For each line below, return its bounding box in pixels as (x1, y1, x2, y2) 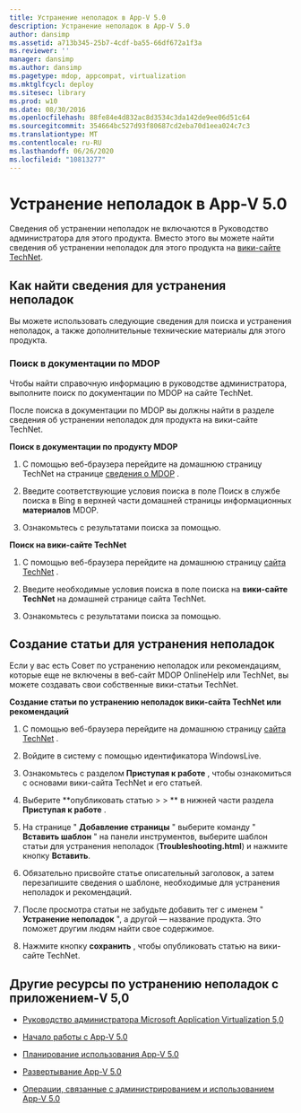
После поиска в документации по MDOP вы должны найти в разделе (9, 405, 275, 416)
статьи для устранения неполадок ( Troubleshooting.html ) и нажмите (21, 841, 288, 852)
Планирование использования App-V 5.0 (21, 1049, 179, 1060)
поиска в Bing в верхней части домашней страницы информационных (21, 495, 292, 505)
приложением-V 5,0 (9, 990, 130, 1005)
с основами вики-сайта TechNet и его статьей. (21, 777, 203, 788)
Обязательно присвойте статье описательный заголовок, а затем (21, 868, 275, 879)
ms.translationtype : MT (9, 130, 99, 139)
